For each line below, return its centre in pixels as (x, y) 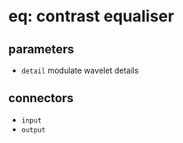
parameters (41, 49)
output (33, 130)
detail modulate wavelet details (80, 70)
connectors (41, 98)
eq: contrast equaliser (91, 16)
